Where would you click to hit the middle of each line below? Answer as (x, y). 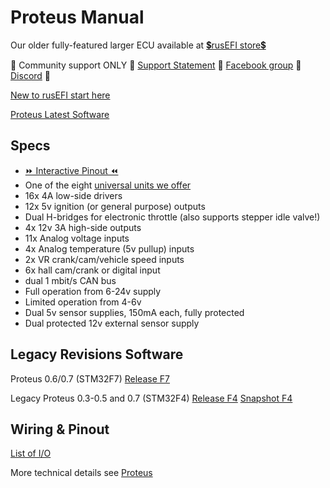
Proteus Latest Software (60, 114)
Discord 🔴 (31, 75)
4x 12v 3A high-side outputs (83, 227)
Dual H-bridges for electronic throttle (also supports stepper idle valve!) (172, 217)
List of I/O (31, 453)
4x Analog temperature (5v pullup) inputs (109, 248)
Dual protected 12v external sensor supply (112, 323)
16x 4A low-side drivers (73, 195)
